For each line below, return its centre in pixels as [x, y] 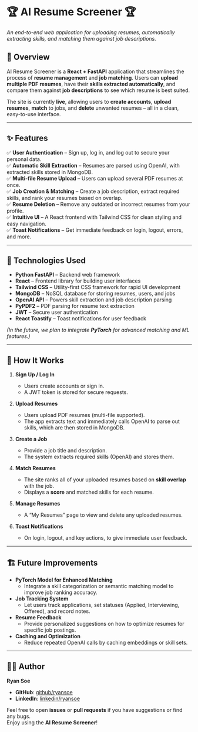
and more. [19, 237]
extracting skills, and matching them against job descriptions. [81, 38]
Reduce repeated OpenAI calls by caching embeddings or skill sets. [106, 642]
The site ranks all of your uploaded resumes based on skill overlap [105, 480]
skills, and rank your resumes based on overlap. [65, 198]
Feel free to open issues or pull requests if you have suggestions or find [95, 710]
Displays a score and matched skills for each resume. [89, 492]
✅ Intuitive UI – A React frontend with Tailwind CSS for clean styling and [94, 217]
